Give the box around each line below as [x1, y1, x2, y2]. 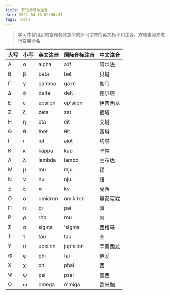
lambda [38, 157, 56, 164]
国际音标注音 [64, 52, 95, 59]
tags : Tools [5, 17, 31, 22]
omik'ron [64, 195, 85, 202]
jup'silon [64, 243, 84, 250]
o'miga [64, 281, 80, 288]
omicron [38, 195, 59, 202]
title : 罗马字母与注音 [5, 7, 48, 13]
